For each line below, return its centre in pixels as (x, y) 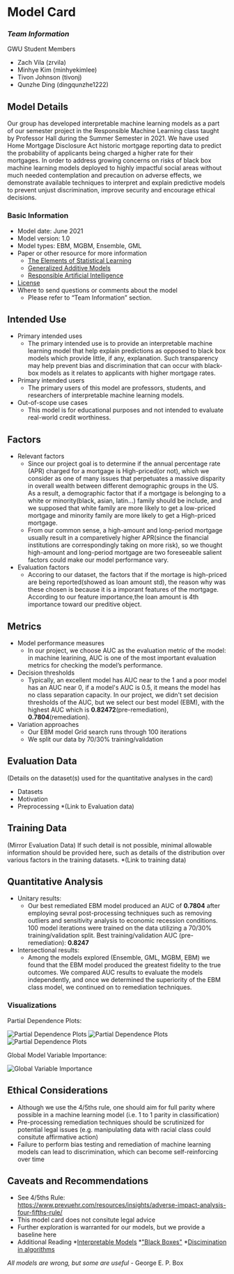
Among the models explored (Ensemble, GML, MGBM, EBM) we (119, 958)
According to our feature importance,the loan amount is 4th (113, 597)
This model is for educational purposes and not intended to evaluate (126, 410)
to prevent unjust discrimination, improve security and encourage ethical (111, 190)
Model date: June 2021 (50, 231)
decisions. (22, 198)
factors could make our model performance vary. (98, 560)
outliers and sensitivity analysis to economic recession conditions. (123, 921)
